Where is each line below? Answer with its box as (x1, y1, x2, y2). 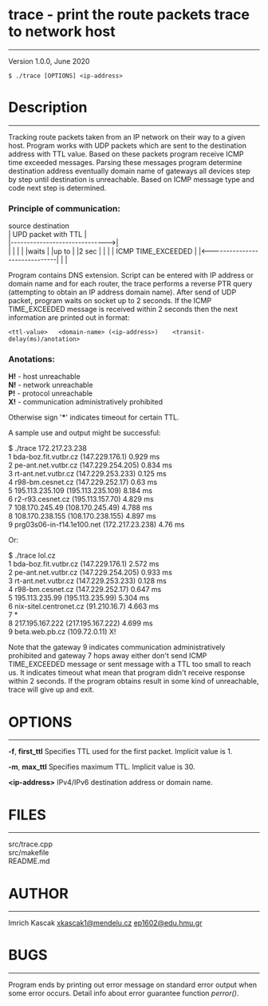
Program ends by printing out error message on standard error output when (8, 980, 258, 990)
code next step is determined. (8, 183, 107, 192)
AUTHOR (8, 884, 69, 902)
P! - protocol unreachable (8, 389, 93, 398)
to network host (8, 22, 116, 41)
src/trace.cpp (8, 839, 53, 849)
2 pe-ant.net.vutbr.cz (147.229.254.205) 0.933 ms (8, 568, 173, 578)
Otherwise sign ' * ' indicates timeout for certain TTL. (8, 412, 179, 422)
